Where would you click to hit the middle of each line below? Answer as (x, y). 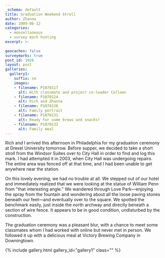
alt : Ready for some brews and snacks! (59, 120)
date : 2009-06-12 (23, 23)
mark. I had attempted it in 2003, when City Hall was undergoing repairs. (79, 159)
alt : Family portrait (40, 111)
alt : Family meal (36, 129)
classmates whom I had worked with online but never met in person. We (78, 230)
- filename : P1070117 (36, 88)
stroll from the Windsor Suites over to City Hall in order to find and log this (80, 153)
